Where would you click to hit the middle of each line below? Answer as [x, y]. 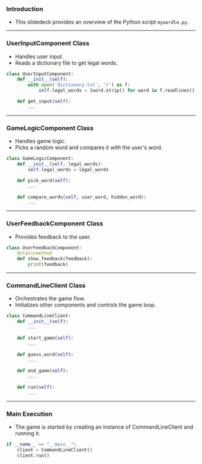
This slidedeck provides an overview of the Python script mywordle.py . [102, 22]
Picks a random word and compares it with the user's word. [89, 148]
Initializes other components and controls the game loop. [85, 305]
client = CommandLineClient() [55, 450]
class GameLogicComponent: [40, 159]
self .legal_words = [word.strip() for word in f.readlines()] [118, 91]
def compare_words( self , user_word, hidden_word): [82, 197]
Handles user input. [39, 56]
